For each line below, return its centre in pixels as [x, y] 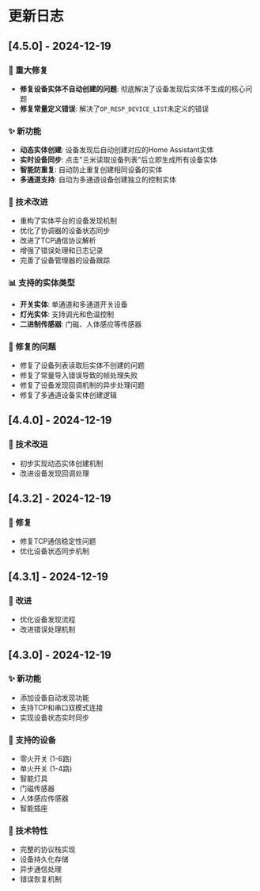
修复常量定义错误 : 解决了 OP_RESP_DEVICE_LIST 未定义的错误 [114, 109]
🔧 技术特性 [28, 831]
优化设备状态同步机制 [54, 551]
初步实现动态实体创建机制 [61, 463]
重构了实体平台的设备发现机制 [68, 221]
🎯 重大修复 [28, 70]
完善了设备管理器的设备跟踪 [65, 260]
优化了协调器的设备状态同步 [65, 231]
